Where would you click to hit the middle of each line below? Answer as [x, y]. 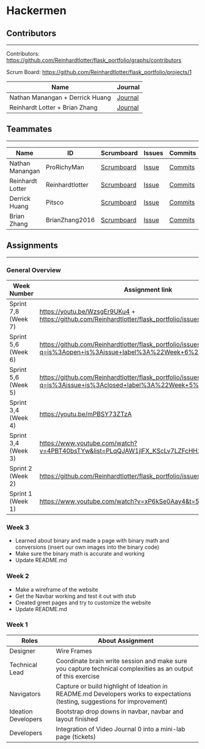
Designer [22, 651]
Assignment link [148, 290]
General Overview [34, 270]
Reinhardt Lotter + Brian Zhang [53, 107]
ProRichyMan [65, 167]
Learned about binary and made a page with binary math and [92, 541]
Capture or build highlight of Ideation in [112, 686]
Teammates [29, 129]
